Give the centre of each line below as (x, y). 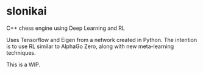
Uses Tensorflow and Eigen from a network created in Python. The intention (102, 40)
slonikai (27, 11)
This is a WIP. (23, 64)
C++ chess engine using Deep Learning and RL (66, 28)
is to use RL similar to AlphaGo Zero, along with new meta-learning (90, 46)
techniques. (21, 52)
